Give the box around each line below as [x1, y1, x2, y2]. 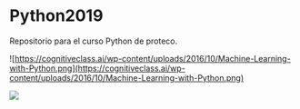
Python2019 [9, 5, 104, 26]
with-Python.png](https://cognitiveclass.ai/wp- [9, 63, 186, 74]
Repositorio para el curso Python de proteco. [9, 35, 178, 46]
